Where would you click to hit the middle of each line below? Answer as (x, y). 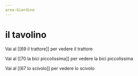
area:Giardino (20, 10)
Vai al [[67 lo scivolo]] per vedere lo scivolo (50, 68)
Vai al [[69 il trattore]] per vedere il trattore (49, 49)
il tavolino (26, 34)
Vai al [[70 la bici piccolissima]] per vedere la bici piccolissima (69, 58)
